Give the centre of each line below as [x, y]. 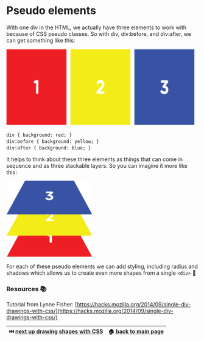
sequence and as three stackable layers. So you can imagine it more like [97, 165]
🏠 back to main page [136, 331]
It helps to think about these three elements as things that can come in [95, 159]
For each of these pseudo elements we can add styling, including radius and [102, 266]
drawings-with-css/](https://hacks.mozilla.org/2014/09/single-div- [90, 311]
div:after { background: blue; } [49, 148]
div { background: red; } [39, 135]
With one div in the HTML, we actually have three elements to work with [97, 27]
